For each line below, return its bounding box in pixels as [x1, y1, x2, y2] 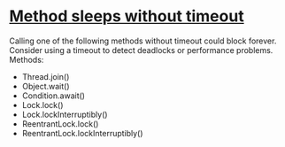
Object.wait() [21, 81, 70, 91]
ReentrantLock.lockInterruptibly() [21, 128, 143, 138]
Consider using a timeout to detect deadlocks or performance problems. [9, 44, 273, 55]
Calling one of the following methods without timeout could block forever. [9, 35, 277, 46]
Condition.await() [21, 90, 86, 101]
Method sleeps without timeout [9, 6, 245, 27]
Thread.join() [21, 71, 70, 81]
